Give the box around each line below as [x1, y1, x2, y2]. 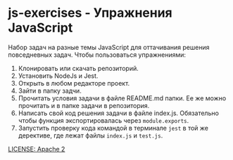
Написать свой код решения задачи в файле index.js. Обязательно [18, 109, 219, 117]
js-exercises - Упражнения [8, 5, 172, 21]
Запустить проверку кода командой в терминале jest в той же [18, 124, 208, 132]
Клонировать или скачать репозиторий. [18, 64, 139, 72]
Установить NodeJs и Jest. [18, 72, 99, 80]
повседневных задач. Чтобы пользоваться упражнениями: [8, 51, 186, 59]
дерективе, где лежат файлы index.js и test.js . [18, 131, 163, 140]
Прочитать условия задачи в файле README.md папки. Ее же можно [18, 93, 227, 102]
